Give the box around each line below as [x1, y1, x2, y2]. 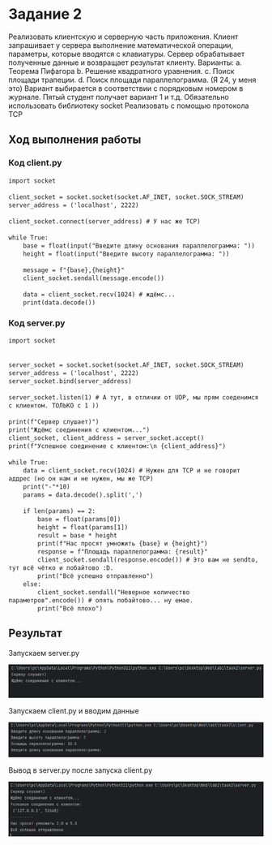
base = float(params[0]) [37, 515, 121, 524]
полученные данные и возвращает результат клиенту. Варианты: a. [8, 58, 243, 67]
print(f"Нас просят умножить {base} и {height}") [37, 539, 208, 548]
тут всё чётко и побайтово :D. [8, 563, 114, 572]
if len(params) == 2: [23, 507, 96, 515]
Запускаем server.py [8, 648, 79, 657]
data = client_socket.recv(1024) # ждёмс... [23, 290, 176, 299]
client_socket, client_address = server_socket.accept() [8, 433, 205, 442]
